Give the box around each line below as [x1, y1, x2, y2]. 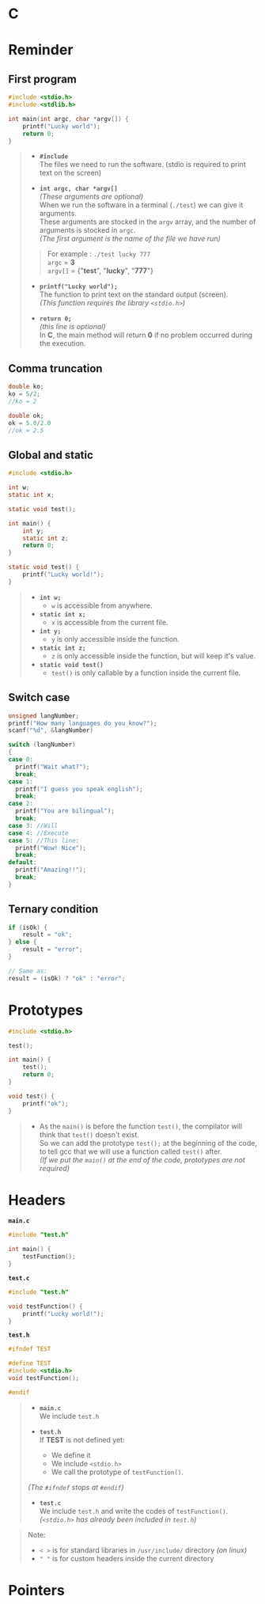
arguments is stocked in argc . [39, 226, 136, 235]
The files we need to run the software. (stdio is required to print [39, 160, 247, 169]
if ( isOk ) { [8, 923, 47, 931]
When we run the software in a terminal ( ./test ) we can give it [39, 200, 244, 210]
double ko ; [8, 383, 44, 391]
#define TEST [8, 1359, 51, 1367]
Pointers [8, 1582, 65, 1599]
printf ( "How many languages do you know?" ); [8, 719, 157, 727]
